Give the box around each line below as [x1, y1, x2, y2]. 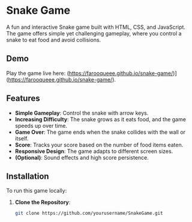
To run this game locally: [6, 187, 67, 194]
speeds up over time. [14, 122, 68, 129]
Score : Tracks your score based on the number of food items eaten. [14, 141, 184, 148]
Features [6, 94, 40, 104]
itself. [14, 134, 29, 142]
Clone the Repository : [14, 199, 71, 206]
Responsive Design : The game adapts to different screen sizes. [14, 148, 173, 155]
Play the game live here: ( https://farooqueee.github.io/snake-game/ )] [6, 70, 177, 77]
